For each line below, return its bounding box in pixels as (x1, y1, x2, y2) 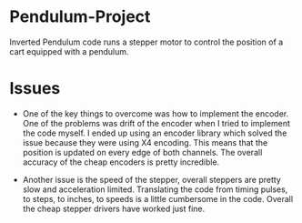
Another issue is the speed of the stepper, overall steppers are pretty (22, 174, 282, 185)
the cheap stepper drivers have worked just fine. (22, 203, 206, 214)
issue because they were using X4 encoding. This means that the (22, 137, 268, 147)
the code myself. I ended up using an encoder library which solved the (22, 127, 287, 138)
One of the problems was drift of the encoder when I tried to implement (22, 117, 291, 128)
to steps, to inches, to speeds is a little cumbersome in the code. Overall (22, 193, 294, 204)
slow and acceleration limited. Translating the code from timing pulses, (22, 184, 288, 195)
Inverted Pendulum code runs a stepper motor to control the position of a (9, 36, 284, 47)
